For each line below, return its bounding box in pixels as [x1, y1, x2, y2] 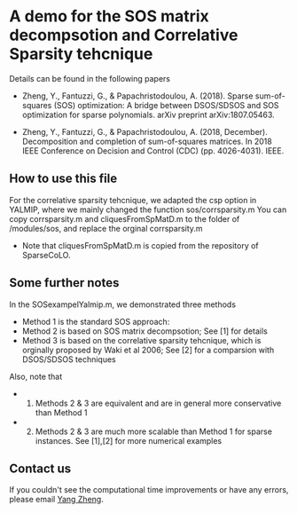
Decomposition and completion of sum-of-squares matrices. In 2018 [21, 136, 272, 146]
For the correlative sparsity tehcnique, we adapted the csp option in [9, 194, 257, 205]
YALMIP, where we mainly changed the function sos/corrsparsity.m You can [9, 204, 287, 215]
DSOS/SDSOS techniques [21, 353, 117, 365]
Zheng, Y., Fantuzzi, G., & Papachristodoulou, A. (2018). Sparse [21, 91, 254, 101]
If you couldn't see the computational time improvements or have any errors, [9, 485, 289, 495]
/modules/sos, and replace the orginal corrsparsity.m [9, 223, 203, 233]
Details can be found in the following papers [9, 73, 171, 83]
